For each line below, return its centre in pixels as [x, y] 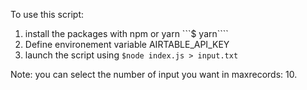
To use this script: [47, 14]
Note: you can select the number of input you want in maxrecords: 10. [154, 74]
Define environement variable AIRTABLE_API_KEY [127, 44]
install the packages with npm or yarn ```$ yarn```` [126, 33]
